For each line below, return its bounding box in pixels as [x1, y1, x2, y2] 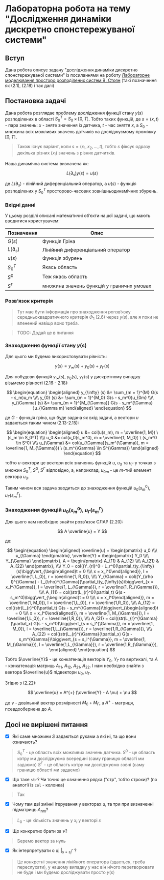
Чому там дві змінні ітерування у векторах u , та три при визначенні [12, 801, 154, 807]
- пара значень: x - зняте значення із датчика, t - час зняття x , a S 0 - [5, 122, 148, 129]
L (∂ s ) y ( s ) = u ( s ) [66, 170, 98, 177]
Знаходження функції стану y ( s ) [5, 342, 87, 349]
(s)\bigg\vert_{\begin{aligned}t [16, 569, 78, 575]
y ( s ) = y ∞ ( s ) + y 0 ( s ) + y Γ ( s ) [54, 363, 110, 370]
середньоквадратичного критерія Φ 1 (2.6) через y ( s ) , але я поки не [17, 314, 159, 321]
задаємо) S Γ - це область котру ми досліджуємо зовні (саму [17, 761, 145, 768]
